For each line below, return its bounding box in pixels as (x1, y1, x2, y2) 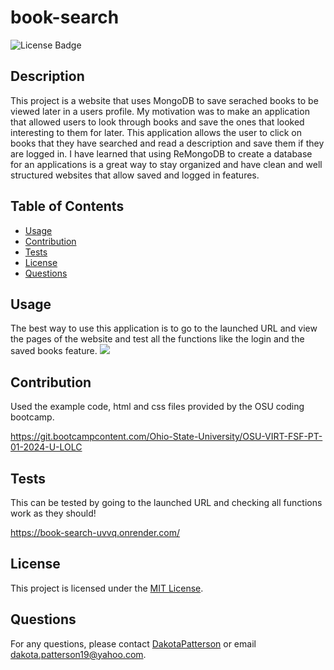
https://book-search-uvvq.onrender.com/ (10, 527, 181, 538)
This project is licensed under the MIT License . (10, 582, 204, 594)
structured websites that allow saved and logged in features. (10, 169, 260, 181)
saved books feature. (10, 345, 98, 357)
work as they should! (10, 507, 97, 519)
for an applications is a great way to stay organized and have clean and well (10, 158, 323, 170)
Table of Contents (10, 198, 125, 215)
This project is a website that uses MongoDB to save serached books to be (10, 94, 319, 106)
